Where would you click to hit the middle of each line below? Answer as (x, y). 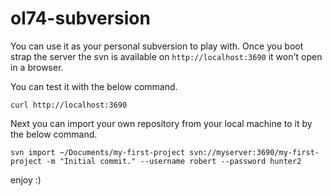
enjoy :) (26, 179)
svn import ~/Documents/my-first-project (98, 152)
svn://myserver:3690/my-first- (254, 152)
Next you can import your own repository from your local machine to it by (161, 123)
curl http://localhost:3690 (69, 105)
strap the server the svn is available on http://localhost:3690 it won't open (166, 56)
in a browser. (37, 67)
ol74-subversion (80, 18)
